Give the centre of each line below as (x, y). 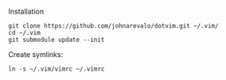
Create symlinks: (36, 54)
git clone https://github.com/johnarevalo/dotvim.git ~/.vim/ (113, 26)
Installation (26, 11)
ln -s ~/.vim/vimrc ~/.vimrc (56, 69)
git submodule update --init (56, 40)
